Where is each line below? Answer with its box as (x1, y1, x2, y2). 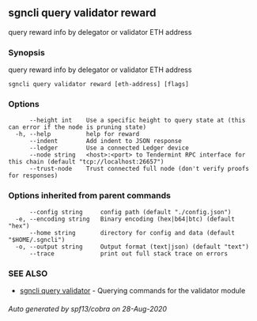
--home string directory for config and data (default (28, 228, 236, 236)
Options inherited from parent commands (8, 190, 172, 201)
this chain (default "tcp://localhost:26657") (8, 158, 164, 166)
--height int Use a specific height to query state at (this (28, 116, 246, 125)
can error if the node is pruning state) (8, 123, 147, 131)
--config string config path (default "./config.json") (28, 208, 232, 216)
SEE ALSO (8, 268, 48, 279)
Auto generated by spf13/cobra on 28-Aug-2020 (8, 304, 168, 313)
